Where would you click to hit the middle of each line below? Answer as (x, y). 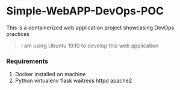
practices (18, 34)
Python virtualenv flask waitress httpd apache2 (73, 81)
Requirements (27, 61)
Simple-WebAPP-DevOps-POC (85, 11)
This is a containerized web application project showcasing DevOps (90, 28)
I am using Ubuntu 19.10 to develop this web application (90, 46)
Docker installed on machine (50, 74)
